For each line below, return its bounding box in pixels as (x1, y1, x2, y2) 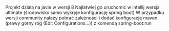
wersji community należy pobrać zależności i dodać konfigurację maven (5, 15, 158, 20)
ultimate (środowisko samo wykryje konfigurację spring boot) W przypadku (5, 9, 164, 15)
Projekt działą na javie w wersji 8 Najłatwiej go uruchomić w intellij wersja (5, 4, 160, 10)
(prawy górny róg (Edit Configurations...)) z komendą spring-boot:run (5, 20, 152, 26)
